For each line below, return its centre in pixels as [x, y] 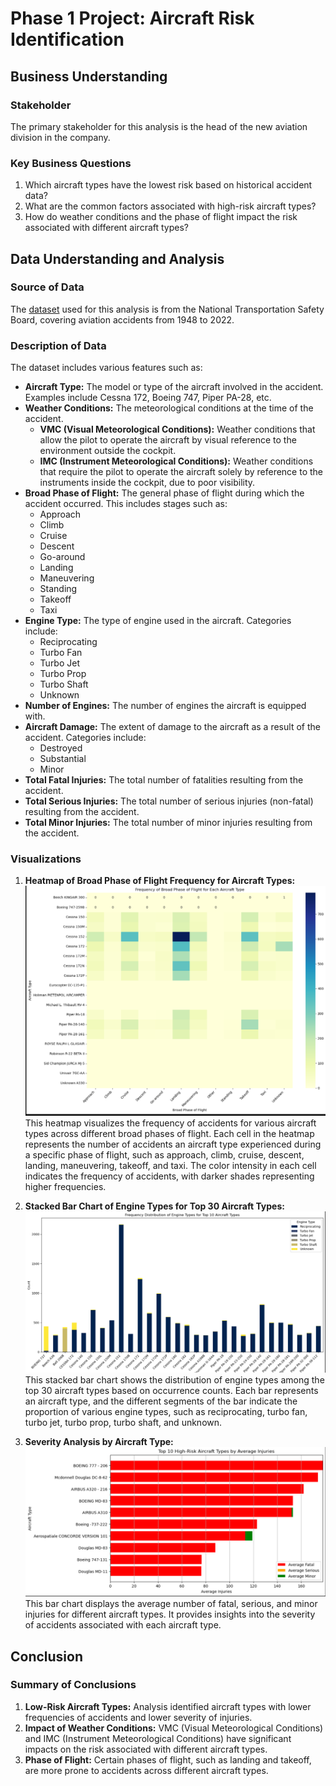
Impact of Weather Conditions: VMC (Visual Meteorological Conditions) [174, 1728]
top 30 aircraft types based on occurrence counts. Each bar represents [171, 1390]
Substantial [63, 759]
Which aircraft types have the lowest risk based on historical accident [168, 185]
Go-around [62, 557]
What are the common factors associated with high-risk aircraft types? [170, 206]
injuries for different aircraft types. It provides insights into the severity [170, 1614]
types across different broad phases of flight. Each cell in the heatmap [169, 1133]
